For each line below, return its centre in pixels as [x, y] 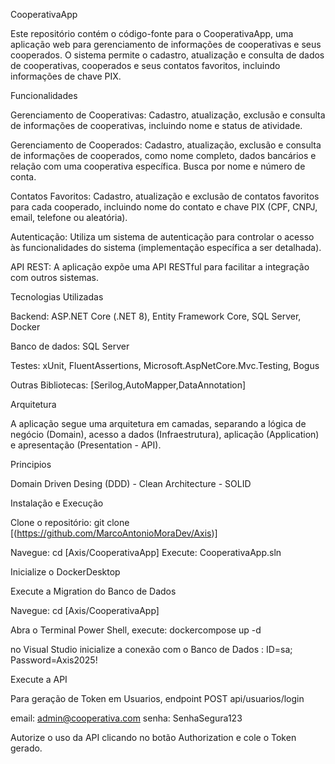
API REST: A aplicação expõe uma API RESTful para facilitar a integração [160, 267]
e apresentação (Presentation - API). [86, 445]
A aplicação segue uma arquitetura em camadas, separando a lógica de [158, 423]
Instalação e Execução [57, 503]
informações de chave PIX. [66, 76]
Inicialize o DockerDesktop [65, 572]
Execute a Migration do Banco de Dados [93, 591]
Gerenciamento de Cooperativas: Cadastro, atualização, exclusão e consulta [168, 115]
